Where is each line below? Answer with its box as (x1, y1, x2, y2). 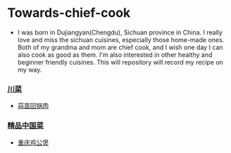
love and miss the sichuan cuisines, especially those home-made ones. (17, 35, 225, 44)
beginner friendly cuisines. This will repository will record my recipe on (17, 58, 224, 66)
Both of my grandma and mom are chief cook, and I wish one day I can (17, 43, 223, 51)
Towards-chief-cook (7, 5, 131, 21)
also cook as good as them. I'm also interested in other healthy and (17, 51, 213, 59)
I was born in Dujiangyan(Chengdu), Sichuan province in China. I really (17, 28, 223, 36)
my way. (17, 65, 42, 74)
